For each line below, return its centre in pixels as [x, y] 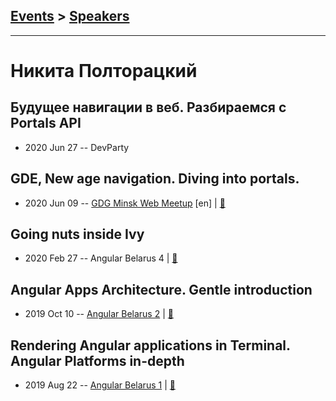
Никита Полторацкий [104, 71]
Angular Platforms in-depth [97, 360]
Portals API [46, 123]
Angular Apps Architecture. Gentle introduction [161, 289]
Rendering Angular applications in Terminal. [150, 345]
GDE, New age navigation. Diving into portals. [155, 179]
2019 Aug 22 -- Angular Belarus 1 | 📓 [100, 385]
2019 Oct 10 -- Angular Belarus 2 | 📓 [99, 314]
